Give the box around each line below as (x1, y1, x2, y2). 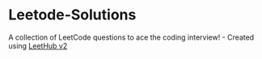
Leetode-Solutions (8, 6, 137, 24)
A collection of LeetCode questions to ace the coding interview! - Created (8, 32, 255, 42)
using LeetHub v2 (8, 40, 68, 50)
